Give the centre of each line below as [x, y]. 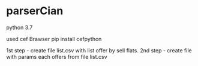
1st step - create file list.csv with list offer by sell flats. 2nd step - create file [99, 50]
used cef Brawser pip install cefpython [54, 39]
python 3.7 [19, 27]
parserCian [35, 11]
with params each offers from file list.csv [57, 56]
